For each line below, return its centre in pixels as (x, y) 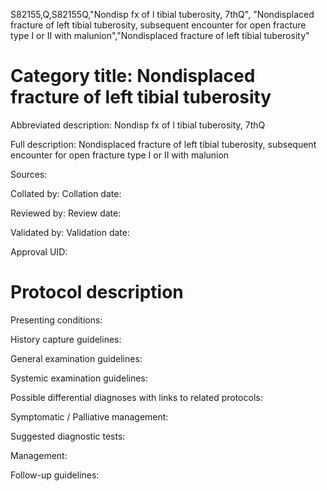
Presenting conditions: (56, 320)
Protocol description (97, 292)
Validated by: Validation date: (70, 232)
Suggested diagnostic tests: (68, 436)
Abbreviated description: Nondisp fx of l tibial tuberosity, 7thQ (138, 125)
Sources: (29, 174)
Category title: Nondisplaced (133, 76)
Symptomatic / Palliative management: (89, 416)
